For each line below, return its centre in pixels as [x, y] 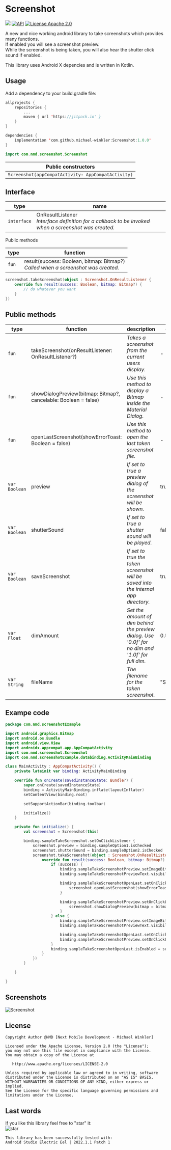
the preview [141, 629]
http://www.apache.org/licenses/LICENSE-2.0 [60, 1064]
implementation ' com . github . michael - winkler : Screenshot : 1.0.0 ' [83, 140]
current [135, 357]
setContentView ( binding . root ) [55, 795]
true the [136, 557]
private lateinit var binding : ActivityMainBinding [70, 771]
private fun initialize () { [44, 827]
